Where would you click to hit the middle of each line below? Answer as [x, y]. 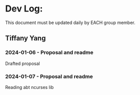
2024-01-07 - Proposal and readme [49, 76]
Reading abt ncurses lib [29, 87]
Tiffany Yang [25, 38]
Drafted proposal [22, 63]
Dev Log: [24, 9]
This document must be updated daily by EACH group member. [70, 22]
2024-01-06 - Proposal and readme [49, 52]
